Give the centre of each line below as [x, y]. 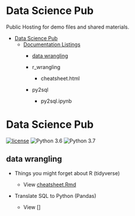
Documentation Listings [52, 44]
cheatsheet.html [60, 78]
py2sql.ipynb [56, 101]
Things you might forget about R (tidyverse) [67, 173]
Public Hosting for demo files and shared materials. [68, 27]
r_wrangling [46, 67]
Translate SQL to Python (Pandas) [55, 196]
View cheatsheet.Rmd [50, 184]
